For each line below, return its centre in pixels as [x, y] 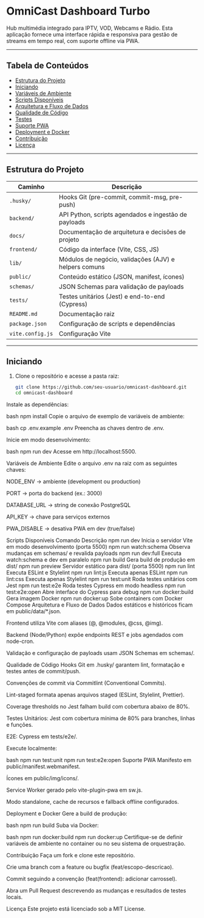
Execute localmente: [32, 749]
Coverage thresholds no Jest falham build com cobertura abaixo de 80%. [98, 707]
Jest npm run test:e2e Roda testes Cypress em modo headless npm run [96, 586]
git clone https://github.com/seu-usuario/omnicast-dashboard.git [101, 387]
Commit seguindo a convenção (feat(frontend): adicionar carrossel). [92, 879]
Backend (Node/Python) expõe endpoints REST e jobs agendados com [95, 635]
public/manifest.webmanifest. [43, 767]
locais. [15, 897]
